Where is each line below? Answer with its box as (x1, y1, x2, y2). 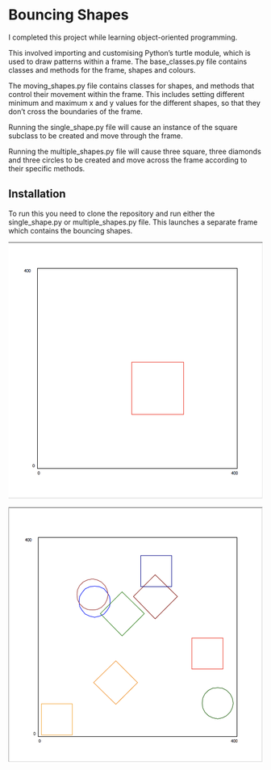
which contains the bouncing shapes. (8, 225, 133, 235)
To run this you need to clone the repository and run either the (8, 208, 215, 218)
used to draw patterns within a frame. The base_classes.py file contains (8, 57, 248, 66)
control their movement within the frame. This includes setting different (8, 89, 244, 99)
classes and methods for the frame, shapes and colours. (8, 65, 196, 74)
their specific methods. (8, 163, 85, 173)
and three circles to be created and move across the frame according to (8, 155, 248, 165)
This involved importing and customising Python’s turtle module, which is (8, 48, 252, 57)
